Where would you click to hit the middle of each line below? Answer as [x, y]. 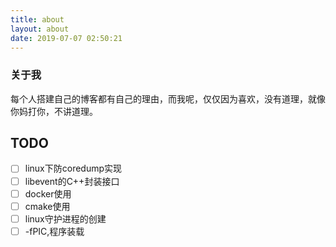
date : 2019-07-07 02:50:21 [66, 38]
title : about [37, 19]
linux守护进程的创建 [65, 218]
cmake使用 [47, 206]
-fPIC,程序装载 [54, 231]
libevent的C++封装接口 [72, 181]
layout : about [40, 29]
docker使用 [48, 193]
